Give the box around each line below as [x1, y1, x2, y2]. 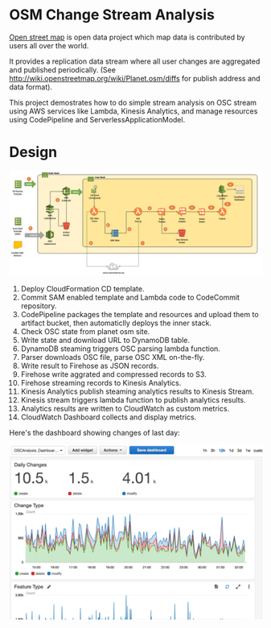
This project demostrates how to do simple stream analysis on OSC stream [9, 97, 257, 107]
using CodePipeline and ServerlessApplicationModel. [9, 114, 186, 124]
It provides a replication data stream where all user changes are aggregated [9, 56, 261, 66]
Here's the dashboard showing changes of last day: [9, 428, 180, 437]
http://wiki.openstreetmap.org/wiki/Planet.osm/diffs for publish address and [9, 73, 261, 83]
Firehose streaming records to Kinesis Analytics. [20, 378, 182, 387]
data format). [9, 82, 53, 92]
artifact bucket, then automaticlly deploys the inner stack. [20, 318, 212, 328]
